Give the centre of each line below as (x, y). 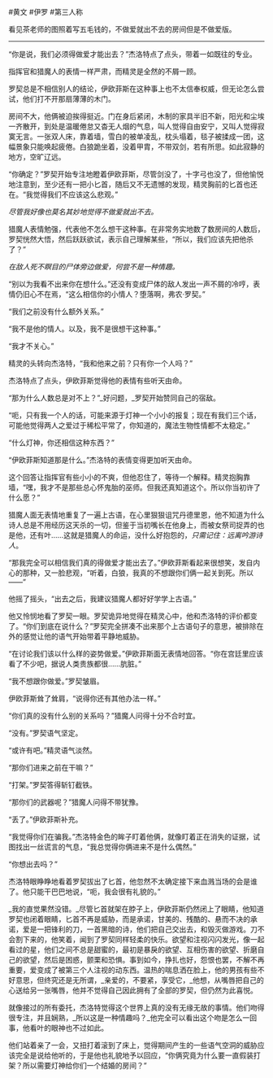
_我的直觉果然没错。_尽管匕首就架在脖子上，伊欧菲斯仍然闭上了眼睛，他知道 (136, 909)
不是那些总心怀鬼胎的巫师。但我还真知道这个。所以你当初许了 (158, 487)
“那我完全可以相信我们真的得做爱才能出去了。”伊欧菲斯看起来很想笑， (124, 563)
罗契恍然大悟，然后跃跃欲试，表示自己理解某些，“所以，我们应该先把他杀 (131, 239)
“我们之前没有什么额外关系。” (56, 311)
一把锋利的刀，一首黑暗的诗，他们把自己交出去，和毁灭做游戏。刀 (147, 929)
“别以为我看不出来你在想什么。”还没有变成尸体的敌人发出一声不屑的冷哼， (131, 284)
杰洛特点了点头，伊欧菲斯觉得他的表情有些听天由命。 (97, 380)
